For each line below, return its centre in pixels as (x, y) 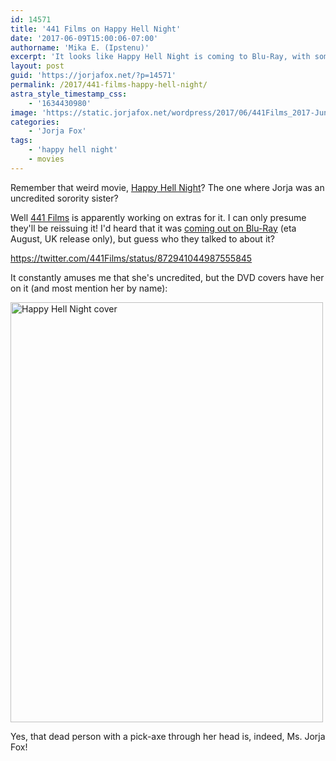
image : (24, 112)
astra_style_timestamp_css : (69, 94)
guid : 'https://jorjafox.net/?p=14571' (93, 76)
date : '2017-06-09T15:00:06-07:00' (84, 38)
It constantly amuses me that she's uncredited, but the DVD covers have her (167, 277)
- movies (46, 159)
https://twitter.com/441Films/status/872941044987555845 (131, 258)
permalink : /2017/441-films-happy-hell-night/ (109, 85)
